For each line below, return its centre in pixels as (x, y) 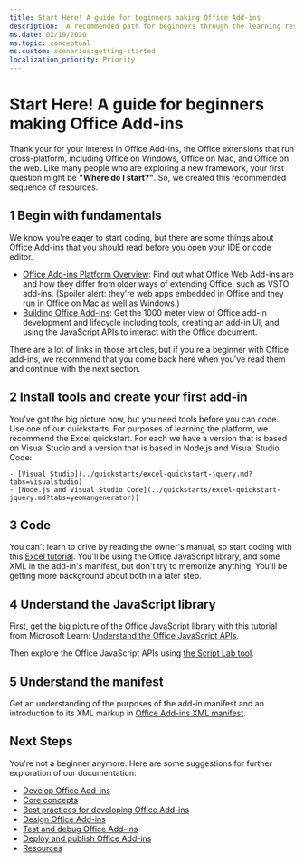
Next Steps (41, 741)
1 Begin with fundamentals (85, 216)
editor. (21, 256)
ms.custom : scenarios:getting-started (82, 52)
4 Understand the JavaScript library (113, 604)
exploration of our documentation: (73, 772)
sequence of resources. (54, 187)
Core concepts (50, 800)
